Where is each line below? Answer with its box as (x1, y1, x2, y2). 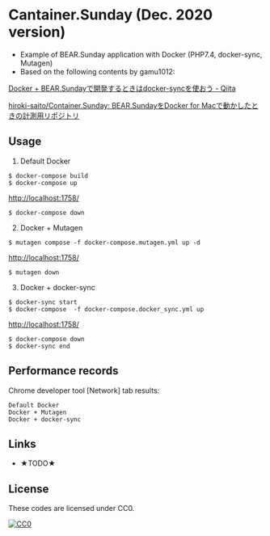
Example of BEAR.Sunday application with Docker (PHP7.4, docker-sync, (19, 49, 263, 59)
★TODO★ (19, 458, 57, 468)
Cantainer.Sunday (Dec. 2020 (8, 6, 213, 24)
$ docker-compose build (8, 171, 89, 179)
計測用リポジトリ (22, 111, 79, 120)
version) (8, 23, 66, 41)
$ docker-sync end (8, 342, 70, 350)
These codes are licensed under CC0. (8, 504, 135, 513)
